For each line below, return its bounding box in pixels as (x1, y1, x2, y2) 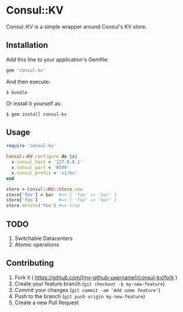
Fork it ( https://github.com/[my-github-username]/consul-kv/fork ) (14, 274, 178, 281)
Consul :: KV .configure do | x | (6, 154, 78, 160)
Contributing (6, 258, 54, 268)
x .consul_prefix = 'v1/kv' (11, 170, 78, 176)
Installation (6, 40, 48, 50)
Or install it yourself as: (6, 100, 62, 107)
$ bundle (6, 89, 28, 95)
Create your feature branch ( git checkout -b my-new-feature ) (14, 280, 165, 287)
